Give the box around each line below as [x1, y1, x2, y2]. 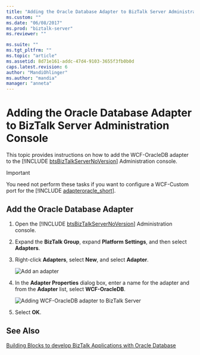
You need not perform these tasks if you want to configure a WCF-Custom [6, 181, 189, 188]
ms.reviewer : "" [6, 31, 46, 37]
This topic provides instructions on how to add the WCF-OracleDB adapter [6, 152, 189, 159]
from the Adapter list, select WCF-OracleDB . [14, 285, 126, 292]
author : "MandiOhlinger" [6, 69, 68, 75]
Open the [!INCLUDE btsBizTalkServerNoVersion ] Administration [14, 220, 173, 227]
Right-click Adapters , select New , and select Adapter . [14, 256, 149, 263]
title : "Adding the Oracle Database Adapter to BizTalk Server [6, 8, 167, 15]
